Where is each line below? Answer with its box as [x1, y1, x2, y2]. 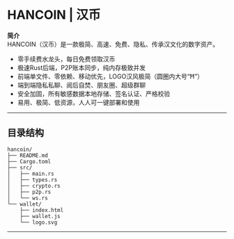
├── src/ [7, 164, 33, 171]
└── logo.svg [19, 219, 58, 226]
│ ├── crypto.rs [7, 182, 61, 189]
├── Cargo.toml [7, 158, 52, 165]
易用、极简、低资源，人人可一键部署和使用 [17, 98, 140, 106]
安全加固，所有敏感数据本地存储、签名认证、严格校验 [17, 89, 171, 98]
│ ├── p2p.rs [7, 188, 52, 195]
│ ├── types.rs [7, 176, 58, 183]
